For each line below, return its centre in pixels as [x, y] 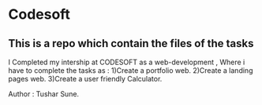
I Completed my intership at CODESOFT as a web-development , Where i [127, 62]
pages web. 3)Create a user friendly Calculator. [85, 79]
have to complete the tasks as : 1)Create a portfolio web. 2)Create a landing [131, 71]
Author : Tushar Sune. [44, 94]
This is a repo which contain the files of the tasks [131, 43]
